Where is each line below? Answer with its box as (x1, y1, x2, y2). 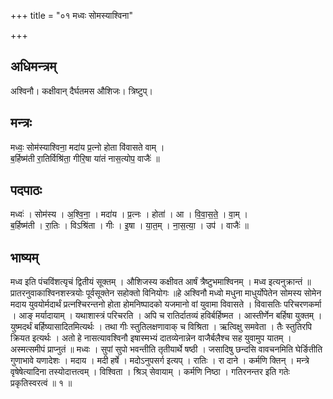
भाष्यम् (10, 249, 39, 266)
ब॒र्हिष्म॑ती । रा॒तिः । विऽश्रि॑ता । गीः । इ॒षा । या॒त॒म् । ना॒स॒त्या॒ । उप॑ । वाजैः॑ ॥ (10, 220, 249, 232)
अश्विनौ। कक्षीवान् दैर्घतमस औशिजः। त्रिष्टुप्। (10, 85, 153, 97)
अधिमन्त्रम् (10, 58, 57, 75)
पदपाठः (10, 182, 43, 199)
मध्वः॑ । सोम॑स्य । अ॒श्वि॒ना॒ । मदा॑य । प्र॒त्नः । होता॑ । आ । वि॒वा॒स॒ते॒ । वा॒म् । (10, 208, 249, 220)
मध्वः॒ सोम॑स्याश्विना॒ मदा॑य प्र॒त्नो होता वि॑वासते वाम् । (10, 141, 165, 153)
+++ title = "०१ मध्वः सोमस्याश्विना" (10, 10, 133, 21)
